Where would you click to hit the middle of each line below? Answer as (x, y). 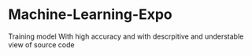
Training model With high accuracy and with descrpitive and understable (126, 36)
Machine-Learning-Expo (91, 15)
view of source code (41, 44)
